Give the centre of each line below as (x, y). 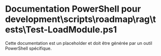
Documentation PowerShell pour (73, 9)
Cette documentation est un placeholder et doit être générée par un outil (79, 43)
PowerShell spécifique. (28, 48)
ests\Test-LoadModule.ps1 (61, 30)
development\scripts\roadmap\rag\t (80, 19)
